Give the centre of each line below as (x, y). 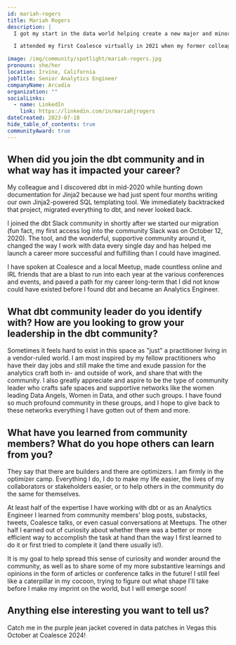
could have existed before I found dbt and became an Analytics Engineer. (113, 289)
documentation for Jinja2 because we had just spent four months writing (112, 195)
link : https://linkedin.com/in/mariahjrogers (88, 111)
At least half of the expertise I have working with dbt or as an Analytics (110, 508)
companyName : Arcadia (39, 85)
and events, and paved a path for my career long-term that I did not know (113, 282)
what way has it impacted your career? (94, 171)
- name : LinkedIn (39, 105)
